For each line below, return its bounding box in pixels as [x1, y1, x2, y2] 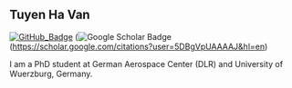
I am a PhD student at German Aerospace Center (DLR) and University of [9, 58, 284, 69]
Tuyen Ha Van [9, 7, 90, 23]
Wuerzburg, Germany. [9, 68, 93, 79]
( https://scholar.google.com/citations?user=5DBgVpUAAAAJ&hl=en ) [9, 41, 268, 52]
